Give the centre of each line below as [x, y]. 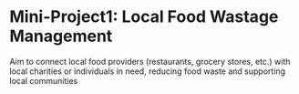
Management [61, 36]
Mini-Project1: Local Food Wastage [144, 17]
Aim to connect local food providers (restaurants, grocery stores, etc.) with [150, 61]
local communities [44, 80]
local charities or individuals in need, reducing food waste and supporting [147, 71]
